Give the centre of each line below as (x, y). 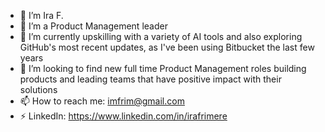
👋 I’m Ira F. (41, 15)
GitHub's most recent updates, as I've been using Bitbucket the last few (167, 47)
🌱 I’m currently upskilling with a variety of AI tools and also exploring (161, 36)
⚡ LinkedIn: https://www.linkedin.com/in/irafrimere (123, 116)
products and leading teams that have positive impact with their (150, 79)
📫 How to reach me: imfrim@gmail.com (102, 101)
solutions (38, 89)
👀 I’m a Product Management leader (93, 26)
